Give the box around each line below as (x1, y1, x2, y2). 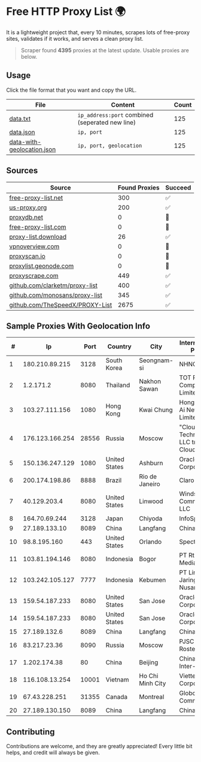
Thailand (105, 381, 130, 390)
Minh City (139, 679, 166, 688)
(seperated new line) (77, 118, 136, 127)
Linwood (139, 497, 163, 505)
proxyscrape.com (9, 271, 59, 279)
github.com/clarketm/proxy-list (9, 281, 98, 290)
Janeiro (139, 480, 160, 489)
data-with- (9, 137, 42, 146)
